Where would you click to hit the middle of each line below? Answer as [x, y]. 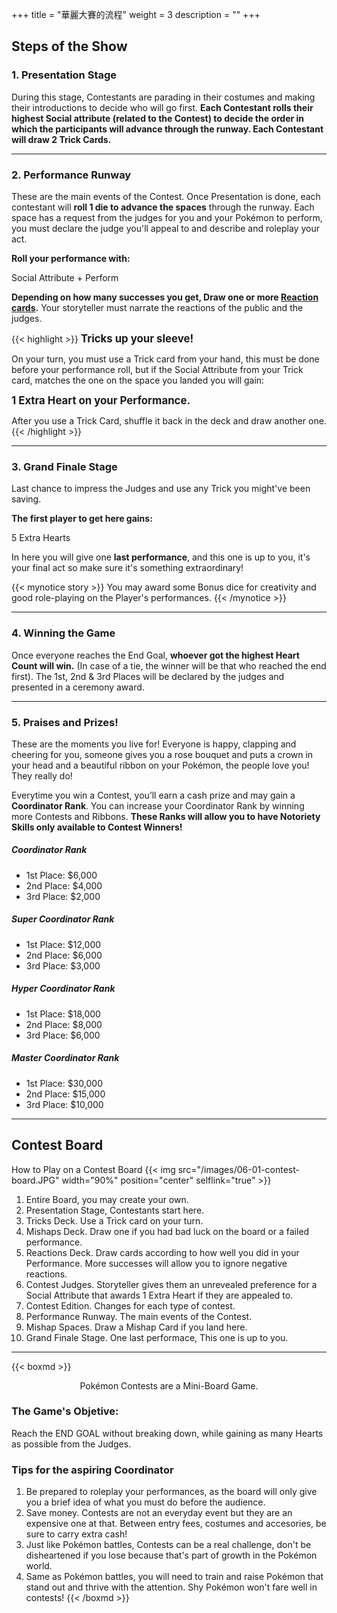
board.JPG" [35, 1180]
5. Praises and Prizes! [65, 722]
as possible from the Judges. [71, 1444]
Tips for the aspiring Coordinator [92, 1470]
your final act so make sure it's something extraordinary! [127, 568]
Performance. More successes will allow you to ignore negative [156, 1263]
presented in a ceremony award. [78, 687]
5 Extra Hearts [41, 538]
